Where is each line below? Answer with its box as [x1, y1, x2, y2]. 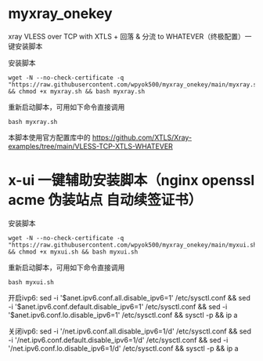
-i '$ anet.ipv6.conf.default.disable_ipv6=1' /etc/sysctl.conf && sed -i [8, 301, 228, 311]
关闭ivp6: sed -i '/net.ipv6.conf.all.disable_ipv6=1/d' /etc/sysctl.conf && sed [8, 326, 252, 336]
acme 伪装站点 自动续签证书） [8, 191, 203, 209]
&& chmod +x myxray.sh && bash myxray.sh [8, 87, 146, 95]
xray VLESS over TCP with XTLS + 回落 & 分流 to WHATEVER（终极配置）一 [8, 31, 252, 41]
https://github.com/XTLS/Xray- [92, 133, 193, 142]
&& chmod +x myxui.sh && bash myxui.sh [8, 248, 139, 256]
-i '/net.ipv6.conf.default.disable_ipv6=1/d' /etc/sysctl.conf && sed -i [8, 335, 229, 345]
